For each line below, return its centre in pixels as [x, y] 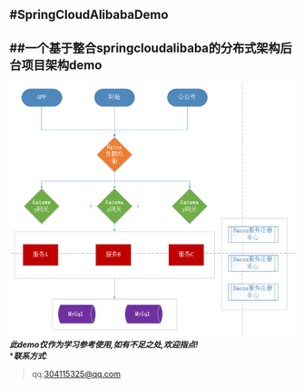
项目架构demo [62, 65]
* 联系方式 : [29, 355]
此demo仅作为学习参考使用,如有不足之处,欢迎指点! [104, 344]
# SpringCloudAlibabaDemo [89, 15]
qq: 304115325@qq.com [76, 373]
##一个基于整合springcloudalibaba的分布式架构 [145, 48]
